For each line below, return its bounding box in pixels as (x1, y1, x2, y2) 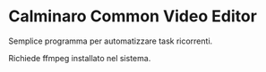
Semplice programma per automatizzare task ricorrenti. (8, 36, 213, 46)
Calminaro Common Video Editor (8, 6, 257, 27)
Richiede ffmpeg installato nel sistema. (8, 52, 151, 63)
